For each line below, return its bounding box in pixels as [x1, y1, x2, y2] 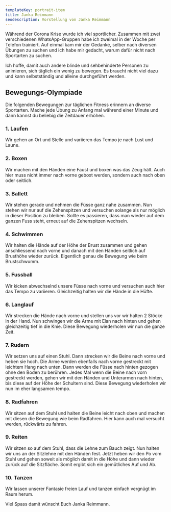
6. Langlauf [5, 301, 34, 308]
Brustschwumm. [5, 259, 40, 265]
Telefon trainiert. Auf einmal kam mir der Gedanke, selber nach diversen [5, 42, 157, 48]
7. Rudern [5, 341, 30, 348]
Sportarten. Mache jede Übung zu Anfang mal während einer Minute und [5, 107, 159, 113]
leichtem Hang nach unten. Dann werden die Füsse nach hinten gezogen [5, 364, 158, 370]
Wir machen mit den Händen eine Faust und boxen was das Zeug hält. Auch [5, 166, 165, 172]
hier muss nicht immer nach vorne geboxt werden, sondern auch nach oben [5, 172, 165, 178]
